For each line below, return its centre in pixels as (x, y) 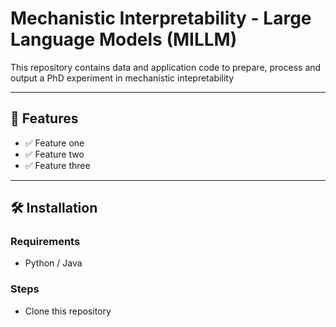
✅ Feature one (54, 143)
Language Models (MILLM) (124, 39)
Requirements (45, 242)
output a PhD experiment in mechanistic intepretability (122, 78)
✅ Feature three (57, 165)
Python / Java (53, 263)
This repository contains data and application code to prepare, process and (166, 67)
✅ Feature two (54, 154)
